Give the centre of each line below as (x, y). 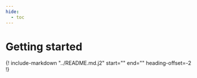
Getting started (44, 47)
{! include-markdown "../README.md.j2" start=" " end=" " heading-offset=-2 (98, 63)
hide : (12, 12)
